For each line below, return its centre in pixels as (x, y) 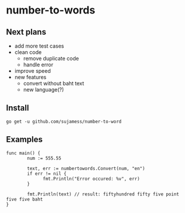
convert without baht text (54, 83)
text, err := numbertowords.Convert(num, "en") (86, 168)
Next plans (26, 32)
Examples (24, 139)
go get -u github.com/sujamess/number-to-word (64, 121)
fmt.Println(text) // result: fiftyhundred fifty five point (103, 194)
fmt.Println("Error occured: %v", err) (92, 179)
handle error (38, 65)
